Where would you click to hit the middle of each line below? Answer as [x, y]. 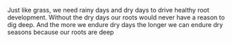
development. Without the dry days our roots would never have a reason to [116, 17]
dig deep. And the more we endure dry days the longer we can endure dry [115, 25]
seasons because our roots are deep [61, 32]
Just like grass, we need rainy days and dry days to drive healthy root [108, 10]
